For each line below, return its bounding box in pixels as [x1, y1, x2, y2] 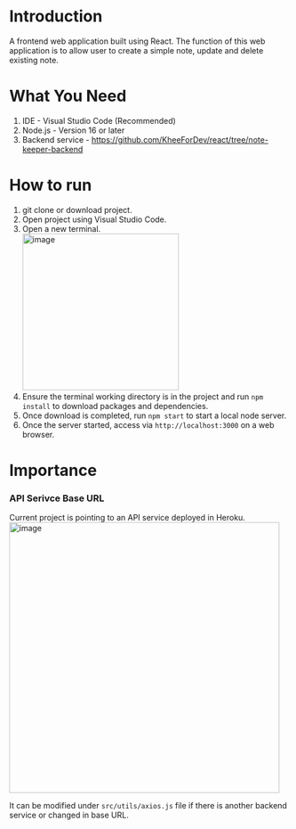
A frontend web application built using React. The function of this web [9, 36, 266, 46]
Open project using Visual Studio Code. [21, 214, 167, 225]
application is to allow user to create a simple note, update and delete [9, 45, 264, 55]
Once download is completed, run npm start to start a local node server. [21, 410, 287, 421]
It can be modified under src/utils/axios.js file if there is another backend [9, 800, 287, 811]
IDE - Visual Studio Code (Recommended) [21, 115, 176, 126]
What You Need [9, 86, 127, 106]
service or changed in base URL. [9, 809, 129, 821]
